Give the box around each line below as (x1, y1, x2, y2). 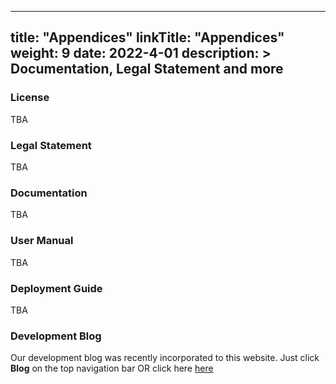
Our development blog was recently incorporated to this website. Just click (10, 352, 320, 364)
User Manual (10, 234, 74, 248)
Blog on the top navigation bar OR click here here (10, 362, 214, 375)
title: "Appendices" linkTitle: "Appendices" (10, 29, 285, 46)
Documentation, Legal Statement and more (10, 61, 284, 78)
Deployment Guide (10, 281, 103, 295)
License (10, 91, 50, 105)
